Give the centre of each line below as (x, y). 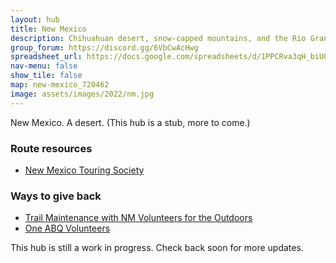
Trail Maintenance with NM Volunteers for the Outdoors (138, 218)
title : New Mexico (48, 29)
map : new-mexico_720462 (60, 85)
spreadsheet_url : (46, 57)
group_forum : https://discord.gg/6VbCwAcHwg (104, 47)
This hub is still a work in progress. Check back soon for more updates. (157, 248)
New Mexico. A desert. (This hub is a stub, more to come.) (130, 122)
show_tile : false (46, 76)
